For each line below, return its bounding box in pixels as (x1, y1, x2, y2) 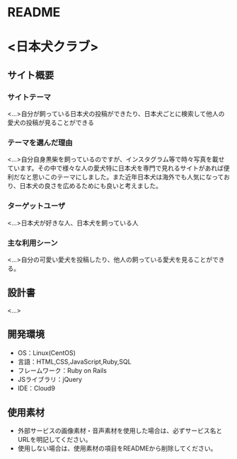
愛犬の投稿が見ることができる (7, 118, 94, 127)
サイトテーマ (7, 92, 52, 102)
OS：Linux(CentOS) (17, 348, 76, 357)
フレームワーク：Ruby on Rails (17, 366, 108, 375)
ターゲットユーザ (7, 201, 66, 211)
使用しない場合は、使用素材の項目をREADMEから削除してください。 (17, 444, 217, 453)
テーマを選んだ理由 (7, 137, 73, 147)
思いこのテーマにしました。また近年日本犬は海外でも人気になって (31, 173, 224, 181)
